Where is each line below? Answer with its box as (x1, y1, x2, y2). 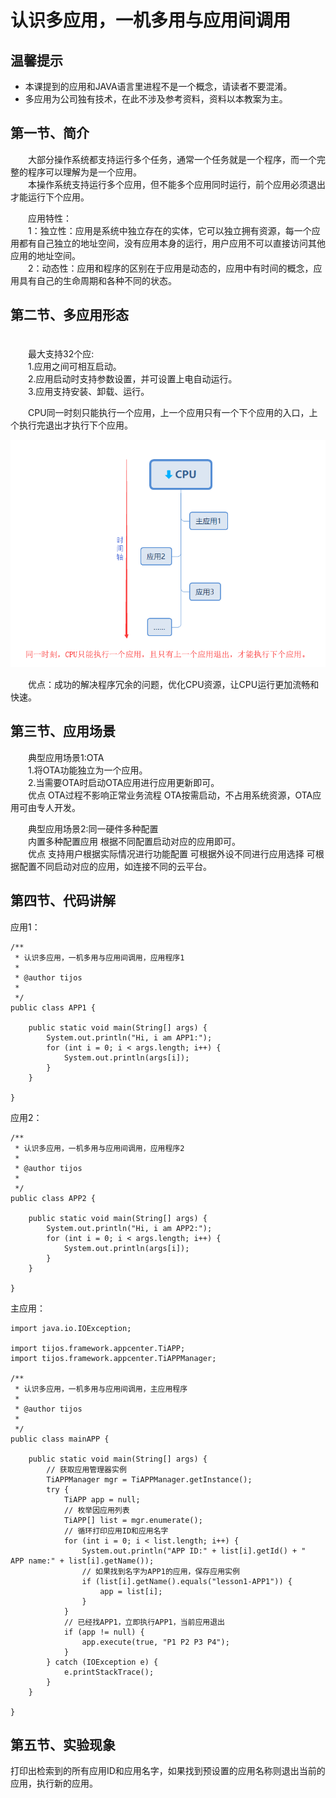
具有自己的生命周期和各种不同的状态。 (18, 274, 177, 286)
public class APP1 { (10, 1002, 97, 1013)
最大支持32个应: (27, 347, 95, 360)
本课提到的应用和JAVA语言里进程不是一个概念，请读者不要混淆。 (24, 81, 293, 92)
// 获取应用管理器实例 (46, 1464, 127, 1475)
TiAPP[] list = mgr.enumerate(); (63, 1515, 203, 1525)
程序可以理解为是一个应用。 (27, 166, 142, 178)
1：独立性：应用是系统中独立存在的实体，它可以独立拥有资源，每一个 (27, 224, 312, 236)
